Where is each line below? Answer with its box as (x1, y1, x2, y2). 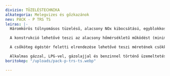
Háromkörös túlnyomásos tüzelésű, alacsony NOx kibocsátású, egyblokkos (10, 26, 166, 31)
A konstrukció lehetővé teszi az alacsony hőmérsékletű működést (10, 35, 151, 41)
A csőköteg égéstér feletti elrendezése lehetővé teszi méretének (10, 45, 153, 50)
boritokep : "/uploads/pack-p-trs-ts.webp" (5, 58, 96, 63)
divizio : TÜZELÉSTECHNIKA (5, 7, 60, 13)
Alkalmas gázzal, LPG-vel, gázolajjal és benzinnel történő (10, 54, 139, 59)
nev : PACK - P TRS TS (5, 17, 51, 22)
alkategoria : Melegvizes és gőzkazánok (5, 12, 90, 17)
